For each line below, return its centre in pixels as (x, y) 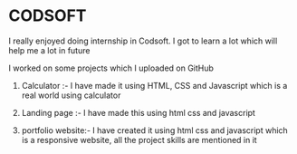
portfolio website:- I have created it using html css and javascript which (155, 130)
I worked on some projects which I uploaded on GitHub (111, 68)
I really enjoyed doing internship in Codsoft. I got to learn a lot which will (143, 41)
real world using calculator (71, 95)
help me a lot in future (49, 50)
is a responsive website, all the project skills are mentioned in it (139, 140)
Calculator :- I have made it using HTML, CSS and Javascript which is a (154, 85)
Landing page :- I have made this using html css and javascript (138, 112)
